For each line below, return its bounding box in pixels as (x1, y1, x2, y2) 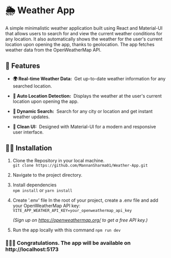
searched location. (12, 83, 52, 89)
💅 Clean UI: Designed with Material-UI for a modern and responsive (12, 123, 157, 130)
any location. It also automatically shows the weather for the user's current (5, 36, 163, 42)
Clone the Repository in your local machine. (12, 157, 105, 163)
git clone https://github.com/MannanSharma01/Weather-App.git (12, 163, 148, 168)
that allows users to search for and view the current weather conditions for (5, 30, 162, 36)
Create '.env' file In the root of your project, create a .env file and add (12, 197, 158, 203)
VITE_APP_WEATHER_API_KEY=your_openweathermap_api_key (12, 208, 132, 213)
